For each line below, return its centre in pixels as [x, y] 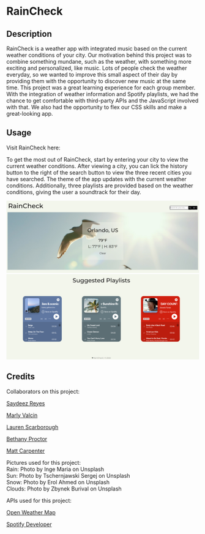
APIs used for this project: [39, 500]
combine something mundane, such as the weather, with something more [99, 62]
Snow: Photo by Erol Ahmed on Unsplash [58, 482]
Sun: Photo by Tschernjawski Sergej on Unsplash [68, 475]
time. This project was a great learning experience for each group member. [101, 88]
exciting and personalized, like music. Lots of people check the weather [97, 68]
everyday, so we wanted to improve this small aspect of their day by [92, 74]
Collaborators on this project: [43, 391]
